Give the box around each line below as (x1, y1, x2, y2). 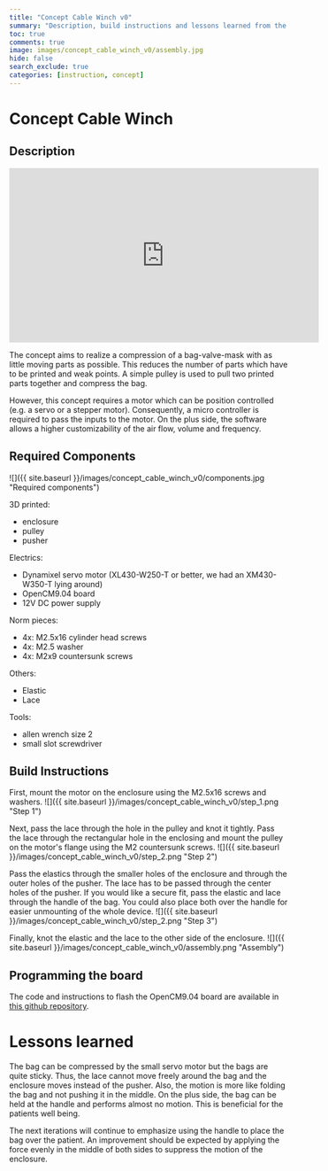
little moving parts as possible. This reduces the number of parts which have (9, 359, 288, 369)
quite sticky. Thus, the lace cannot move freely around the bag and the (9, 1071, 267, 1082)
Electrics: (9, 552, 43, 562)
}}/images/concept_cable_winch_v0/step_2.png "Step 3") (9, 916, 218, 927)
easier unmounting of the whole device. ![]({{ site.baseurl (9, 906, 218, 917)
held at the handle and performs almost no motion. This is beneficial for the (9, 1099, 284, 1110)
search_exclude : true (9, 63, 89, 72)
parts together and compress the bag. (9, 377, 148, 388)
